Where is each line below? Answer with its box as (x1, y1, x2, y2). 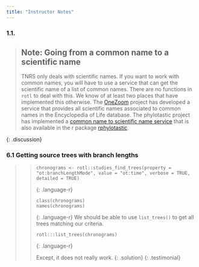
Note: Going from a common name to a (21, 47, 169, 57)
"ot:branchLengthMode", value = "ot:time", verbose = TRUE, (36, 170, 191, 176)
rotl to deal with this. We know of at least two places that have (21, 92, 178, 100)
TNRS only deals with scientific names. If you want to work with (21, 73, 180, 80)
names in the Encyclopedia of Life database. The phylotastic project (21, 111, 190, 118)
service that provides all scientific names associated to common (21, 105, 181, 112)
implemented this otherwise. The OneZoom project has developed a (21, 98, 191, 106)
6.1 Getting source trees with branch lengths (6, 151, 139, 159)
